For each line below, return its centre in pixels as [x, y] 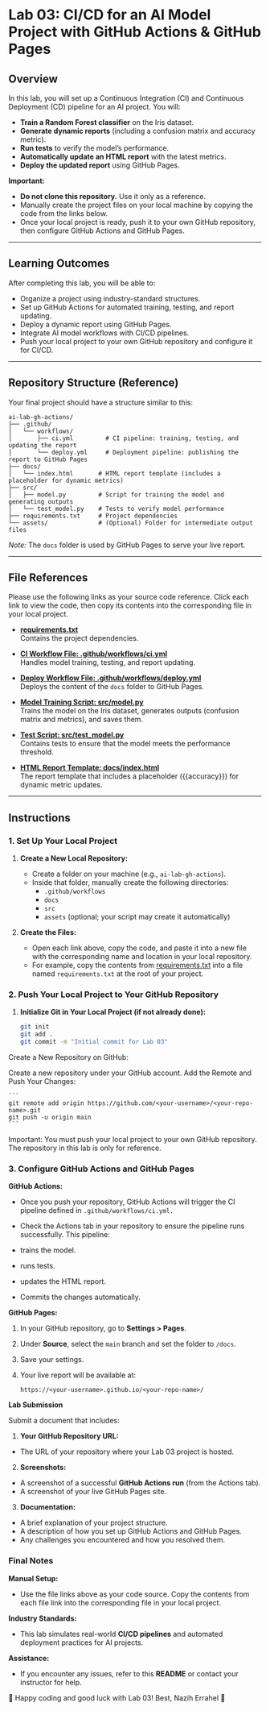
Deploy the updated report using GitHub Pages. [100, 165]
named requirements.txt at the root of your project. [117, 974]
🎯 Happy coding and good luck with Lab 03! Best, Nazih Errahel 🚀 [117, 1697]
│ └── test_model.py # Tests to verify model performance [117, 509]
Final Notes [31, 1561]
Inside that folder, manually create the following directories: [130, 882]
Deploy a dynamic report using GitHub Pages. [96, 324]
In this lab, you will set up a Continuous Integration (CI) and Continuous [126, 98]
